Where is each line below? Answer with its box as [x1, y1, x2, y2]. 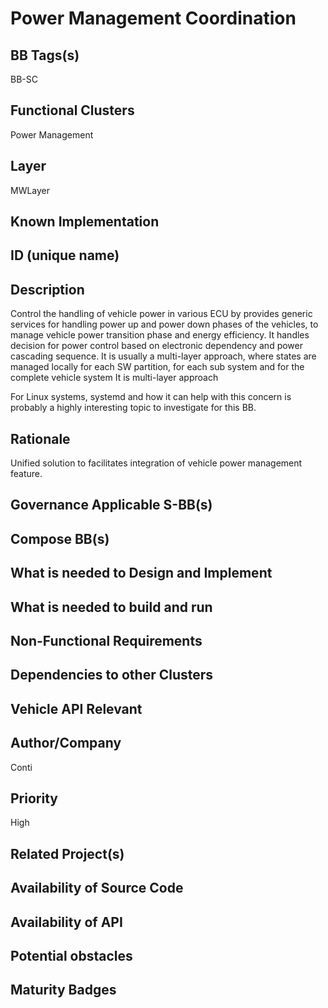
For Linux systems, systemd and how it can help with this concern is [10, 391, 292, 403]
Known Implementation [10, 213, 160, 231]
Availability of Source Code [10, 880, 184, 897]
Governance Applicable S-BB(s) [10, 497, 213, 514]
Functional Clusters [10, 102, 135, 119]
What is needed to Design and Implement [10, 565, 273, 582]
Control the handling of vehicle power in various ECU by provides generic [10, 308, 313, 320]
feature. [10, 468, 43, 480]
